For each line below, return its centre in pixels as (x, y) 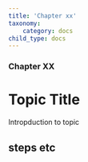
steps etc (32, 147)
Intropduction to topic (44, 123)
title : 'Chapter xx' (43, 16)
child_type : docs (37, 38)
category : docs (48, 31)
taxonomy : (25, 23)
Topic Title (44, 100)
